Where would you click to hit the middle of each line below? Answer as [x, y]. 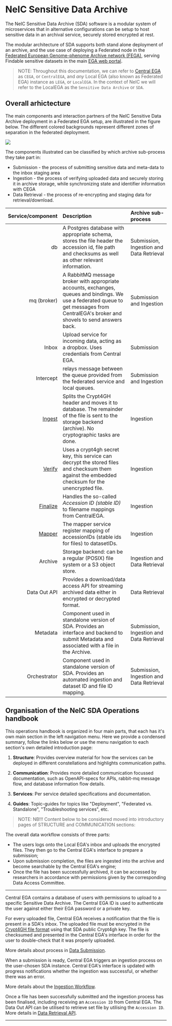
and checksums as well [90, 253]
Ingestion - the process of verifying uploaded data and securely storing [88, 178]
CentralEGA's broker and [92, 313]
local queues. [78, 388]
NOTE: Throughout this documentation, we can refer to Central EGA [89, 71]
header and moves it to [90, 402]
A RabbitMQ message [89, 274]
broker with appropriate [91, 281]
